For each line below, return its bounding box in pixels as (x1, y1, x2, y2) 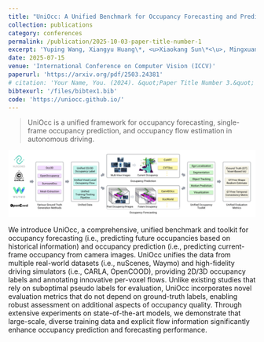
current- (218, 242, 245, 251)
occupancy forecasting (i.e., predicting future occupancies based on (8, 234, 230, 243)
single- (217, 118, 240, 127)
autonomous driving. (27, 134, 95, 144)
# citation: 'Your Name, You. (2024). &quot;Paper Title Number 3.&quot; (8, 78, 255, 86)
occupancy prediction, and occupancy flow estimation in (48, 126, 233, 136)
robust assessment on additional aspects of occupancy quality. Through (8, 300, 242, 310)
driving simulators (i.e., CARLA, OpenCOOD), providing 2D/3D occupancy (8, 267, 246, 276)
